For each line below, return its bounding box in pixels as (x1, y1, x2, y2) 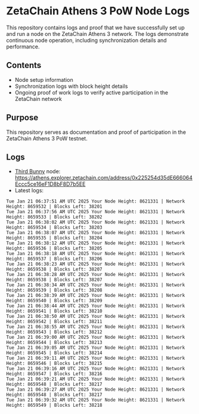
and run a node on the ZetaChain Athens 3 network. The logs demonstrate (6, 30, 189, 37)
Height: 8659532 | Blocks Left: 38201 (6, 204, 102, 210)
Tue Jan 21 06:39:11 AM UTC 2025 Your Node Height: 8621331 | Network (6, 355, 185, 361)
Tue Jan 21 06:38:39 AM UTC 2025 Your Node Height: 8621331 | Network (6, 293, 185, 299)
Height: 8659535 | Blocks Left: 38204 (6, 235, 102, 241)
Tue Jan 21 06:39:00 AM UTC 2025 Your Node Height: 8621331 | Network (6, 335, 185, 341)
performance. (6, 43, 40, 50)
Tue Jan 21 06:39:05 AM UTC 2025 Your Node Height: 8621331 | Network (6, 345, 185, 351)
